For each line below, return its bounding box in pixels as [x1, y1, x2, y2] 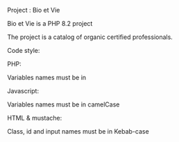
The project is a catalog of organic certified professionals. [7, 33, 173, 41]
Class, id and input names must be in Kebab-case [7, 127, 149, 135]
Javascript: [7, 87, 40, 95]
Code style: [7, 47, 40, 54]
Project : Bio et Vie [7, 6, 60, 14]
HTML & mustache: [7, 114, 62, 122]
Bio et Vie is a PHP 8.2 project [7, 19, 93, 27]
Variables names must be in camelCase [7, 100, 120, 109]
